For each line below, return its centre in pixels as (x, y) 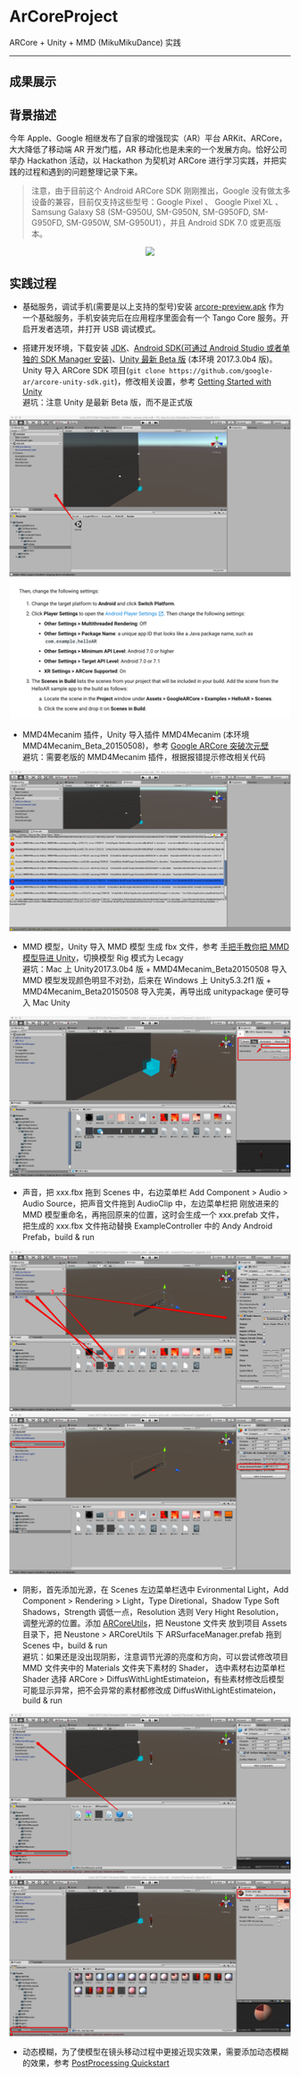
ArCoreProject (64, 17)
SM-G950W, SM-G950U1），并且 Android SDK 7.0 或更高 (170, 223)
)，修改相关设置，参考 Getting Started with (193, 381)
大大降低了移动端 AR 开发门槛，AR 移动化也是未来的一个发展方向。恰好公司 (148, 150)
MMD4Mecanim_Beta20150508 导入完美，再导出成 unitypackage (143, 991)
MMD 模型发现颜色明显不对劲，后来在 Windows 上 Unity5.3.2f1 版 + (147, 980)
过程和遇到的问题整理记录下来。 (83, 172)
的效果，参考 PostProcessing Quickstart (96, 2063)
